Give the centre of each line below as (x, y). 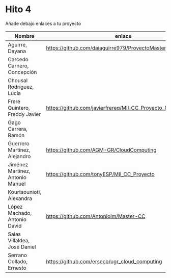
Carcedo (18, 59)
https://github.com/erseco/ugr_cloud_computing (104, 261)
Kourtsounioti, (25, 192)
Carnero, (18, 66)
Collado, (18, 261)
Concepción (22, 72)
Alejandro (19, 156)
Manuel (17, 184)
